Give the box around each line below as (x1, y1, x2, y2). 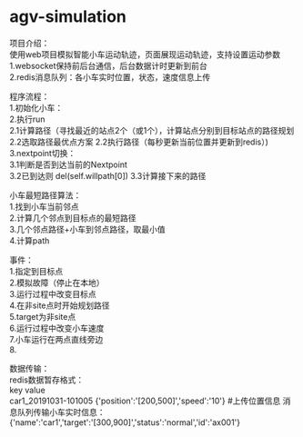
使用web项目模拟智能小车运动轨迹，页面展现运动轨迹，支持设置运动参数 (9, 48, 280, 60)
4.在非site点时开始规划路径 (9, 300, 110, 311)
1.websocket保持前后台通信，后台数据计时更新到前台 (9, 60, 207, 71)
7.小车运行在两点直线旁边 (9, 333, 104, 344)
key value (9, 384, 45, 395)
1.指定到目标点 (9, 265, 64, 276)
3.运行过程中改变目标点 (9, 288, 97, 299)
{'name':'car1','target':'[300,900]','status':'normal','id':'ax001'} (9, 416, 241, 428)
